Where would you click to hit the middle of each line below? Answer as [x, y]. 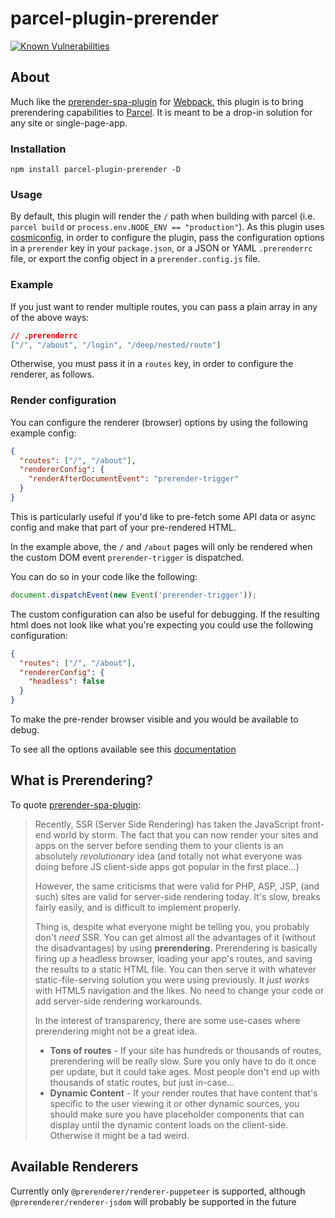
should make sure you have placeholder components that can [177, 1114]
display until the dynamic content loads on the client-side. [169, 1124]
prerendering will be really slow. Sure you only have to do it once [183, 1061]
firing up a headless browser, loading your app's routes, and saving [173, 958]
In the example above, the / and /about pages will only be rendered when [161, 546]
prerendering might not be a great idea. [116, 1031]
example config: [43, 433]
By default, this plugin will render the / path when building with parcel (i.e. [163, 216]
